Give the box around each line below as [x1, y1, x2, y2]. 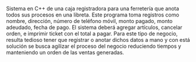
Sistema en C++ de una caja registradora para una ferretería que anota [6, 5, 179, 12]
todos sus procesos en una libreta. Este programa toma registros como [6, 11, 179, 18]
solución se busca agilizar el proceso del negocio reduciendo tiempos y [6, 43, 182, 50]
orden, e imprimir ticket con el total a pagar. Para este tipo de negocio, [6, 30, 178, 37]
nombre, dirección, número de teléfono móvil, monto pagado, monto [6, 18, 173, 24]
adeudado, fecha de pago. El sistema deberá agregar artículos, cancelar [6, 24, 182, 31]
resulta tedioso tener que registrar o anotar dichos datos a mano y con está [6, 37, 191, 43]
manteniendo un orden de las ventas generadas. [6, 49, 124, 56]
